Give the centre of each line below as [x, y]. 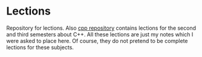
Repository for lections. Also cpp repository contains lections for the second [101, 28]
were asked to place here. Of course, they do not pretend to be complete [97, 41]
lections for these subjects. [40, 47]
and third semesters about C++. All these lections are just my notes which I [100, 34]
